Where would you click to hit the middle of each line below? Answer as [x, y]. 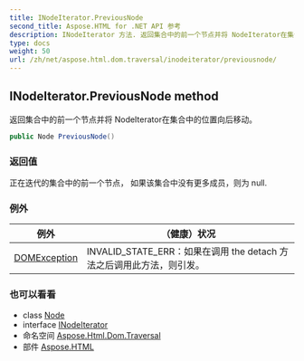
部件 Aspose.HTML [58, 347]
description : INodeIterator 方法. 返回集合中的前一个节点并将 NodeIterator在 [148, 34]
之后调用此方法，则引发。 [150, 265]
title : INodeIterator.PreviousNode [76, 18]
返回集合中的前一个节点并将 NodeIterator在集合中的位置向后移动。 [133, 119]
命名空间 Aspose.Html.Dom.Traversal [91, 335]
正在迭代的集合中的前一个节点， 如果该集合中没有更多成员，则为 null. [138, 183]
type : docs [30, 43]
